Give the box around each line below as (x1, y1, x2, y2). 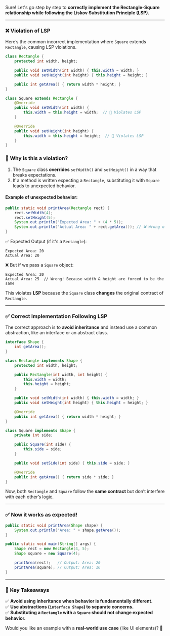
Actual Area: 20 (5, 253, 39, 258)
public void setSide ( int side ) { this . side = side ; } (14, 460, 130, 466)
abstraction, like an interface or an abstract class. (5, 330, 108, 336)
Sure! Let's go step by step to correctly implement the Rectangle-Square (5, 5, 160, 10)
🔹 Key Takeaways (5, 586, 50, 593)
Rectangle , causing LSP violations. (5, 44, 77, 50)
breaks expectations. (12, 171, 57, 178)
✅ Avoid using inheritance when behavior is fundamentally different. (5, 598, 153, 604)
